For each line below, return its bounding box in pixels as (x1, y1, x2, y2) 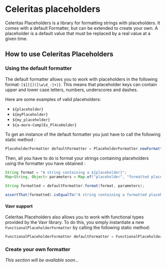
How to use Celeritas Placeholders (5, 50, 114, 58)
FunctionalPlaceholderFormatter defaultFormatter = (5, 234, 114, 239)
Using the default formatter (5, 65, 72, 72)
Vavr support (5, 203, 33, 209)
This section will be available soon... (5, 257, 79, 263)
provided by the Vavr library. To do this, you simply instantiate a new (5, 219, 144, 225)
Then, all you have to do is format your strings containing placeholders (5, 155, 149, 161)
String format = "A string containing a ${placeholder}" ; (5, 170, 127, 175)
